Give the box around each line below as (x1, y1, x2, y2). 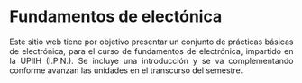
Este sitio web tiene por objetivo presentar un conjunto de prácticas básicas (9, 36, 294, 47)
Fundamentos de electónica (9, 6, 223, 27)
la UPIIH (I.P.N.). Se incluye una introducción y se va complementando (9, 55, 294, 66)
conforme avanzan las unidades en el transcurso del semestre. (9, 65, 243, 76)
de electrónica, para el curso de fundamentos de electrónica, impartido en (9, 45, 294, 56)
